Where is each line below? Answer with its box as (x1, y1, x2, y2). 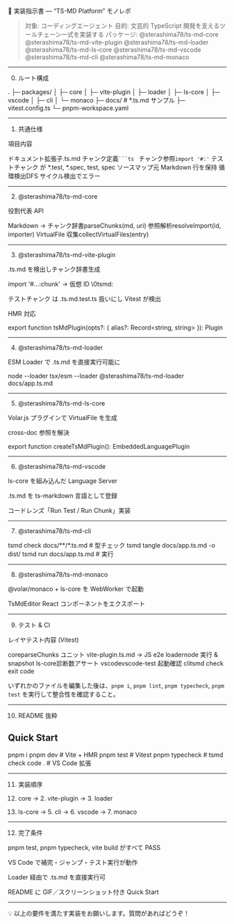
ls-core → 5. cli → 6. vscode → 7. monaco (17, 808, 137, 816)
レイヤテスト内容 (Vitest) (8, 636, 79, 644)
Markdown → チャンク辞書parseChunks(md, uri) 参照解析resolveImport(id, (8, 222, 222, 229)
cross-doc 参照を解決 (8, 429, 70, 436)
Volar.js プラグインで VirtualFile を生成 (8, 414, 117, 422)
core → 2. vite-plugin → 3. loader (17, 794, 113, 802)
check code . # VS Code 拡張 (8, 759, 92, 767)
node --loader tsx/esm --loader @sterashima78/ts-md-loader (8, 372, 185, 380)
